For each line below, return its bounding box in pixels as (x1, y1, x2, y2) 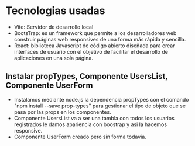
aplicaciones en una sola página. (13, 54, 93, 61)
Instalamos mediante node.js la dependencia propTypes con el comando (13, 96, 189, 103)
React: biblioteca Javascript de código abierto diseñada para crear (13, 42, 175, 49)
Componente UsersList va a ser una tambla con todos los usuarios (13, 114, 175, 121)
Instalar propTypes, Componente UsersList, (5, 71, 168, 81)
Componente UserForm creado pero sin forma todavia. (13, 133, 147, 140)
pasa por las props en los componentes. (13, 108, 112, 115)
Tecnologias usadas (5, 4, 105, 18)
